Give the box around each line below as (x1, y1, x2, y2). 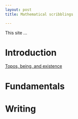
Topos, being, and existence (5, 63, 62, 69)
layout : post (5, 7, 32, 12)
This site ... (5, 30, 27, 36)
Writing (5, 103, 36, 114)
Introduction (5, 47, 57, 58)
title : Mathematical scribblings (5, 12, 74, 17)
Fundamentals (5, 80, 65, 92)
